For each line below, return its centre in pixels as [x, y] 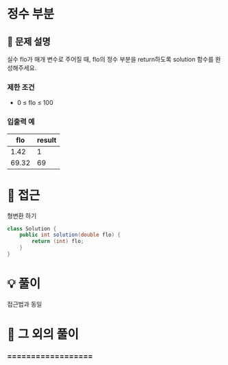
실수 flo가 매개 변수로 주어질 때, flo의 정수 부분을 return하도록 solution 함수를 [111, 59]
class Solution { [32, 228]
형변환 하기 [22, 215]
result [47, 140]
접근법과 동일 [25, 304]
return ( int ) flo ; [58, 242]
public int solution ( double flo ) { [70, 235]
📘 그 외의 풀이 [43, 334]
